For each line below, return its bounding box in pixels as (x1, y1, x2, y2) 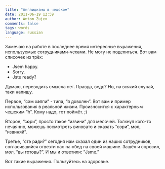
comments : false (5, 21, 39, 26)
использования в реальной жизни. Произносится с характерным (5, 104, 143, 109)
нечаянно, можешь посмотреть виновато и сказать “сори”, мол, (5, 124, 141, 130)
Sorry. (12, 69, 25, 74)
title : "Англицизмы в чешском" (5, 7, 70, 12)
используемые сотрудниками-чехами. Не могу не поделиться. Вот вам (5, 49, 157, 55)
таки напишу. (5, 89, 33, 95)
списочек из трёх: (5, 54, 43, 60)
